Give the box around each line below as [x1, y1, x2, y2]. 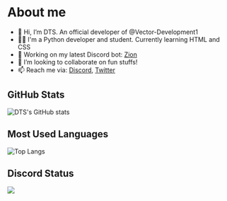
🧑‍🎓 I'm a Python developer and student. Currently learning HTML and [17, 35, 221, 43]
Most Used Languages [7, 128, 108, 140]
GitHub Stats [7, 89, 65, 101]
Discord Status [7, 167, 74, 179]
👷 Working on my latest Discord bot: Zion [17, 50, 138, 59]
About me [7, 4, 66, 21]
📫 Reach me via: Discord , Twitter [17, 65, 115, 74]
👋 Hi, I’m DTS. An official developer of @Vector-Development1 [17, 28, 198, 36]
